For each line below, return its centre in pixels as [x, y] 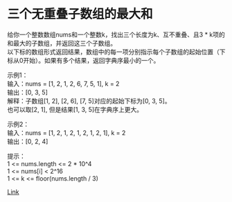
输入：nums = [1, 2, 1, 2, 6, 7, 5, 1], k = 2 [63, 83]
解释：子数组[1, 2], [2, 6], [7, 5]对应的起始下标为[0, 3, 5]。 [89, 101]
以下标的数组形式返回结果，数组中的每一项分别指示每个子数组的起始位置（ [113, 52]
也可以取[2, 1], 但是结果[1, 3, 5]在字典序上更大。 [75, 109]
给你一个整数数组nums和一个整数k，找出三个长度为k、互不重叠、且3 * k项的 [116, 34]
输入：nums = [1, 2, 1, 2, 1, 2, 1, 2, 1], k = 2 [66, 132]
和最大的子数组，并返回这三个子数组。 [62, 43]
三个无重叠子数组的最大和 [80, 14]
